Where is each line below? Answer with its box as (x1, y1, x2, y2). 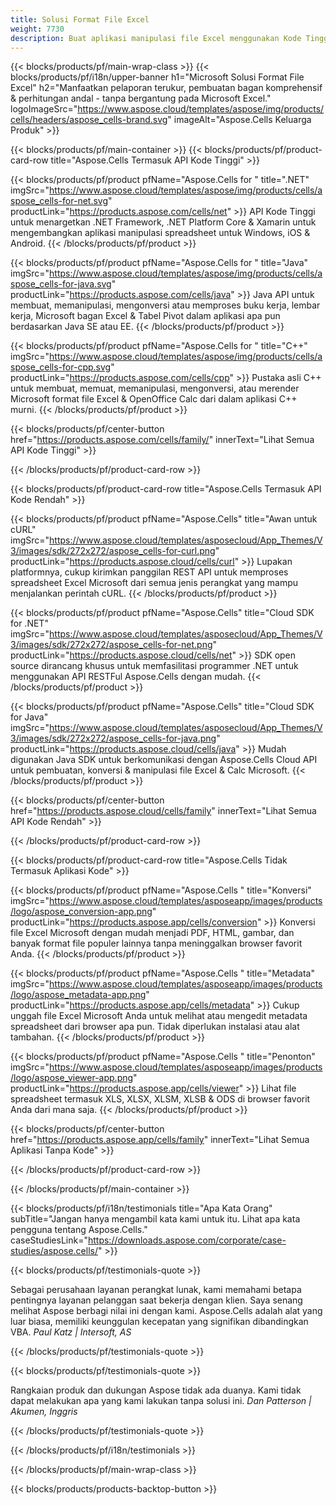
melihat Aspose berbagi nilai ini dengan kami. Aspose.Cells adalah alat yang (10, 1305, 323, 1317)
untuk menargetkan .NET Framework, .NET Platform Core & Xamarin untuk (10, 216, 317, 228)
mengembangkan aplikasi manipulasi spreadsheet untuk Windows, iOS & (10, 227, 311, 239)
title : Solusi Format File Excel (10, 14, 150, 25)
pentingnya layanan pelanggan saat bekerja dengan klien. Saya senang (10, 1294, 303, 1306)
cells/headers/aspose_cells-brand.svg (10, 114, 168, 126)
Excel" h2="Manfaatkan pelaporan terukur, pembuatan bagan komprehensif (10, 82, 323, 94)
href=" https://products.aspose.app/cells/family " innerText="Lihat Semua (10, 1134, 310, 1146)
